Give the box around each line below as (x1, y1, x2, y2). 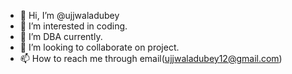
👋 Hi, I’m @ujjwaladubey (19, 10, 120, 21)
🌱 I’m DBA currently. (19, 31, 103, 42)
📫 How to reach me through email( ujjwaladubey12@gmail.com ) (19, 53, 283, 64)
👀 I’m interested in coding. (19, 20, 128, 32)
